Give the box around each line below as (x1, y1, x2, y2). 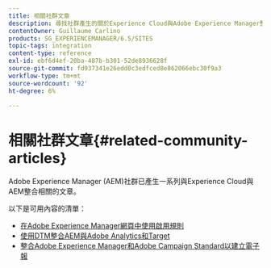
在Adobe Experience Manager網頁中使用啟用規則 (19, 221, 184, 231)
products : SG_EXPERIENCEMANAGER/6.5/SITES (8, 34, 153, 43)
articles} (8, 149, 67, 167)
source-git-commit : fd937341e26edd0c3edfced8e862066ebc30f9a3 (8, 65, 222, 73)
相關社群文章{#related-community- (8, 131, 248, 149)
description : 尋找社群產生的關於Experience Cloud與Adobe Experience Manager (8, 19, 261, 27)
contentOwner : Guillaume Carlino (8, 27, 121, 35)
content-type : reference (8, 49, 92, 57)
